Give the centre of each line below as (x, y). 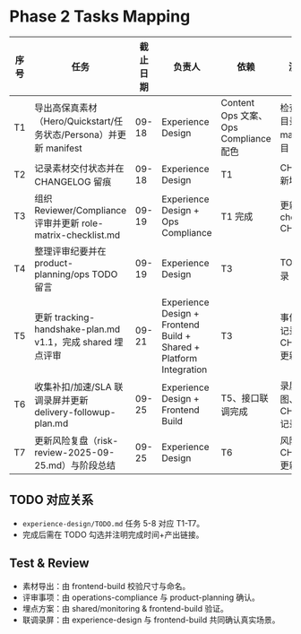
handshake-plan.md (77, 329)
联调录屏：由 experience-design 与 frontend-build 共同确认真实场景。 (151, 620)
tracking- (75, 317)
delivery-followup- (75, 412)
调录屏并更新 (61, 400)
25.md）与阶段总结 (75, 465)
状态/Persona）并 (81, 135)
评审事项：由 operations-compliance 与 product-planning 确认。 (141, 597)
